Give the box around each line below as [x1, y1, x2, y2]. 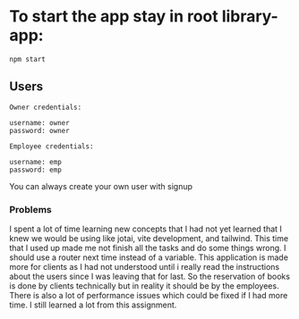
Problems [9, 203, 52, 215]
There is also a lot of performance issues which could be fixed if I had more [9, 290, 288, 301]
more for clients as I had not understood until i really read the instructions [9, 262, 280, 273]
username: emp [9, 157, 63, 166]
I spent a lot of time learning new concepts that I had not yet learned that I [9, 223, 282, 234]
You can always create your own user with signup [9, 180, 192, 191]
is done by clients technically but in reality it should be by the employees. [9, 281, 279, 291]
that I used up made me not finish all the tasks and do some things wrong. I [9, 243, 286, 254]
